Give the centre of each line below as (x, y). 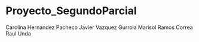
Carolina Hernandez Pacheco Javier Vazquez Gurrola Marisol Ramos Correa (99, 27)
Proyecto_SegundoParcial (71, 11)
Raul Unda (18, 33)
